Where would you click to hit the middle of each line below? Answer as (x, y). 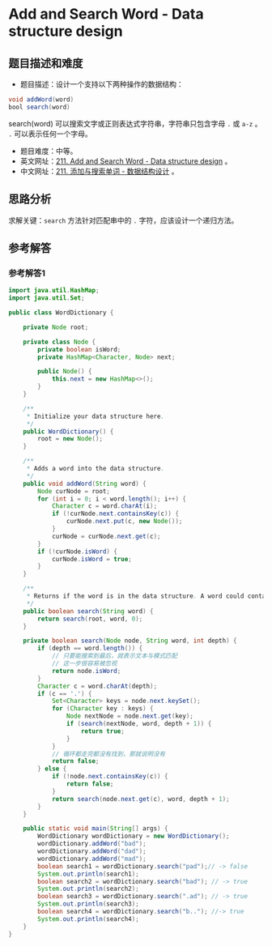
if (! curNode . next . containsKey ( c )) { (115, 514)
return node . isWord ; (86, 671)
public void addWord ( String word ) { (85, 484)
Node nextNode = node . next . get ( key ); (130, 716)
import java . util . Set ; (47, 298)
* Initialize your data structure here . (95, 416)
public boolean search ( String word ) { (88, 611)
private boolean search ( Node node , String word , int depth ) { (130, 641)
